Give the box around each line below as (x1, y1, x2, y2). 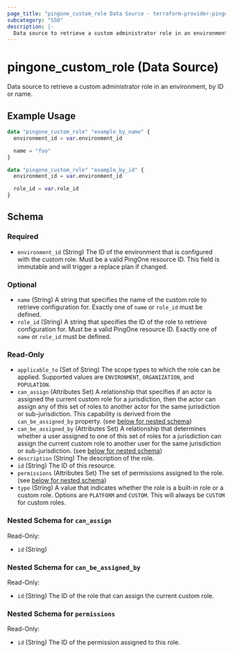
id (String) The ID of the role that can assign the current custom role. (17, 591, 214, 600)
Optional (7, 279, 37, 289)
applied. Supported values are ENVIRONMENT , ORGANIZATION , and (17, 373, 194, 381)
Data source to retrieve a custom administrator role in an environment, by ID (7, 83, 224, 91)
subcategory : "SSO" (7, 17, 64, 24)
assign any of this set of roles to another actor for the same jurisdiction (17, 402, 221, 411)
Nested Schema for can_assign (7, 515, 112, 525)
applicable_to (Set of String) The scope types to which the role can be (17, 365, 221, 374)
